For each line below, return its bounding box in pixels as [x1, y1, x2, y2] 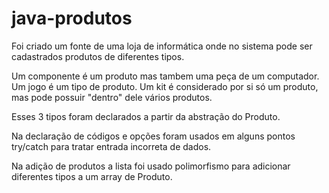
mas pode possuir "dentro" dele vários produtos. [11, 91, 213, 103]
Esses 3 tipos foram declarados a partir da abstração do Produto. [11, 110, 281, 122]
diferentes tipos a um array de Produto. [11, 170, 173, 182]
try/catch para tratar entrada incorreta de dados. [11, 140, 212, 152]
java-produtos [11, 7, 133, 30]
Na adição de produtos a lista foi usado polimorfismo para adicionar [11, 160, 291, 172]
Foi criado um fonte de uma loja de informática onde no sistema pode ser [11, 40, 313, 52]
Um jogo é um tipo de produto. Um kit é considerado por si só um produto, [11, 80, 319, 92]
